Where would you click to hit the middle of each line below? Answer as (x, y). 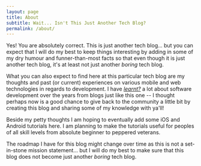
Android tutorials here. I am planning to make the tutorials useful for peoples (100, 126)
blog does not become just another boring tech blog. (71, 157)
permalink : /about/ (31, 28)
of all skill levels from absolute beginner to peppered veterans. (83, 132)
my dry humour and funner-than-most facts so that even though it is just (96, 58)
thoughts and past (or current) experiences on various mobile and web (94, 83)
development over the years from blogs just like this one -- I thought (91, 95)
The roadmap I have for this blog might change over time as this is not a (95, 144)
